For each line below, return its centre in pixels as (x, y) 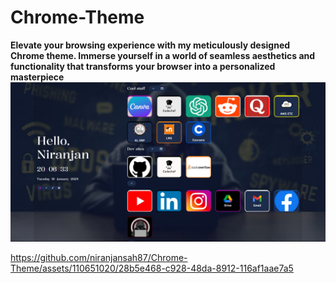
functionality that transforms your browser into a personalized (143, 66)
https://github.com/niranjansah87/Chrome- (99, 257)
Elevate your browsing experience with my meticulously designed (150, 45)
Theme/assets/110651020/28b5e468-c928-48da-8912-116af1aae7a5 (152, 268)
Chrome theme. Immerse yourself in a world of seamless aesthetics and (163, 55)
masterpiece (37, 77)
